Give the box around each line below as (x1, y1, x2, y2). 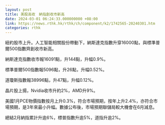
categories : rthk (5, 26, 41, 31)
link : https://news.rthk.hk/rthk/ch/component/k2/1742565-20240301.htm (5, 21, 155, 26)
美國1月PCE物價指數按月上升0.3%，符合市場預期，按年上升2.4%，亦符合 (5, 98, 154, 104)
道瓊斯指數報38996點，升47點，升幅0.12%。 (5, 77, 97, 83)
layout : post (5, 7, 32, 12)
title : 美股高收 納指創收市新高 (5, 12, 65, 17)
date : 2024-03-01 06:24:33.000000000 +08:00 (5, 16, 98, 21)
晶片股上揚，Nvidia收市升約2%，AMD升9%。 (5, 88, 98, 94)
